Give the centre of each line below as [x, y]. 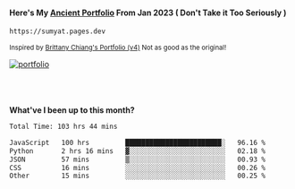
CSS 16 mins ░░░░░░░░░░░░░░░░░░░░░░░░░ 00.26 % [138, 168]
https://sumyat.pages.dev [57, 31]
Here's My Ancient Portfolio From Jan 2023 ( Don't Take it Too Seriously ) [148, 13]
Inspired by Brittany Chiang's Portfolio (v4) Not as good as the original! [118, 48]
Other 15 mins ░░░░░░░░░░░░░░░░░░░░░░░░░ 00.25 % [138, 176]
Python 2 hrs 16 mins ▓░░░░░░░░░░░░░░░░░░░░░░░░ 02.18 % [138, 151]
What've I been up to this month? [72, 110]
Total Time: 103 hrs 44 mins [63, 127]
